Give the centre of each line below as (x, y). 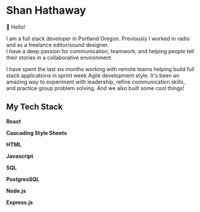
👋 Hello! (16, 27)
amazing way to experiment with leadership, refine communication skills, (96, 82)
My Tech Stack (34, 107)
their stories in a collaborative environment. (59, 57)
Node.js (16, 191)
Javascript (20, 156)
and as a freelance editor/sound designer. (58, 45)
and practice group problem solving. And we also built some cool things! (95, 88)
